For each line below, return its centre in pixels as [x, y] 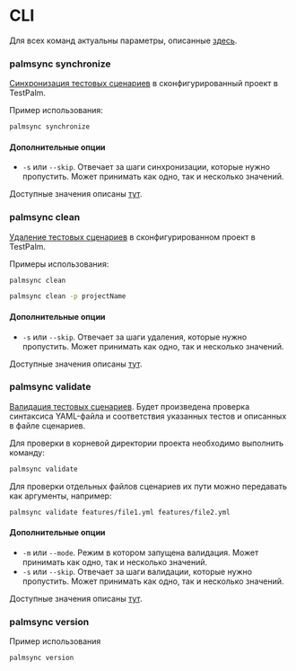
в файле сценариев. [48, 425]
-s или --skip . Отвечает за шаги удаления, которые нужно [135, 337]
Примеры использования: [59, 264]
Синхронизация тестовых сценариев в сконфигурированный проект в [144, 84]
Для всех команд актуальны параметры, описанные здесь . [123, 40]
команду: [27, 452]
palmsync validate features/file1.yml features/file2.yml [120, 512]
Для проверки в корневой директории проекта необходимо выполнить [147, 443]
